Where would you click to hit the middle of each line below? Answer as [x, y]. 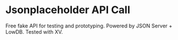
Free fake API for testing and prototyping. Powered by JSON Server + [89, 26]
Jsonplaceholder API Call [68, 10]
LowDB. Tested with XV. [34, 31]
